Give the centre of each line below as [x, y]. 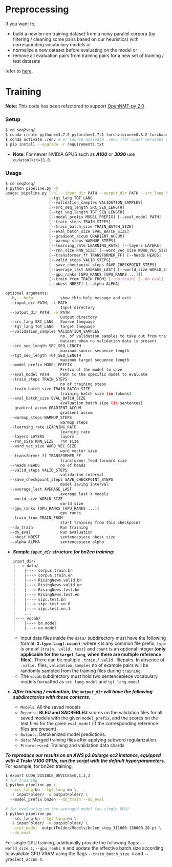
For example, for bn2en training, [39, 766]
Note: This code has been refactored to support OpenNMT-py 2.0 [75, 106]
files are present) [38, 729]
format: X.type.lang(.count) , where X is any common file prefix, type [93, 643]
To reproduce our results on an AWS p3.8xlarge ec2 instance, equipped [83, 755]
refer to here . [19, 71]
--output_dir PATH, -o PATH [40, 312]
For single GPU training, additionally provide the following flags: [72, 843]
